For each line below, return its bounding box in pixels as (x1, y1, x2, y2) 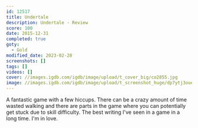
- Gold (11, 47, 28, 53)
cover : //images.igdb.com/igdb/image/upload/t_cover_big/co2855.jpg (6, 74, 178, 80)
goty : (6, 42, 19, 48)
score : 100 (6, 25, 33, 31)
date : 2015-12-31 (6, 31, 49, 37)
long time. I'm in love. (6, 115, 58, 122)
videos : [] (6, 69, 33, 75)
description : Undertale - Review (6, 19, 88, 25)
